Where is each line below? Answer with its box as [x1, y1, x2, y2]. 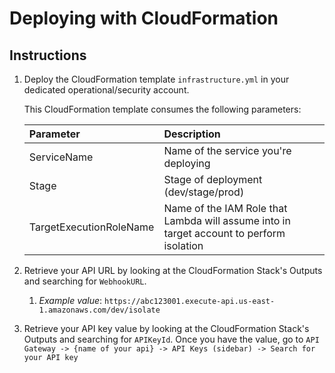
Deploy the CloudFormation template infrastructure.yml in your [23, 73, 290, 85]
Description [163, 127, 221, 141]
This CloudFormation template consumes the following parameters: [23, 103, 302, 115]
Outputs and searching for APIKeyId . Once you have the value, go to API [23, 333, 320, 345]
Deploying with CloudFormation [9, 7, 279, 30]
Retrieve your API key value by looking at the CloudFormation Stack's [23, 323, 310, 334]
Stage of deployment [163, 173, 263, 186]
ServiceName [28, 150, 94, 164]
